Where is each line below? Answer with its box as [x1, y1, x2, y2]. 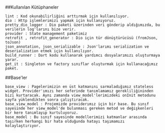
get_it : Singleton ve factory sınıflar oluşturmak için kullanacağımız [5, 62, 158, 66]
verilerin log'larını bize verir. [5, 27, 77, 32]
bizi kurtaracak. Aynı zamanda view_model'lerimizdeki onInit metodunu [5, 93, 156, 98]
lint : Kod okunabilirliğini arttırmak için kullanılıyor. [5, 14, 129, 19]
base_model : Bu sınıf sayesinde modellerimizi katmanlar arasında [5, 115, 147, 120]
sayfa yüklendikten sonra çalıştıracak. [5, 97, 90, 102]
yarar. [5, 57, 19, 62]
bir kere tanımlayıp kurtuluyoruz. [5, 110, 79, 115]
